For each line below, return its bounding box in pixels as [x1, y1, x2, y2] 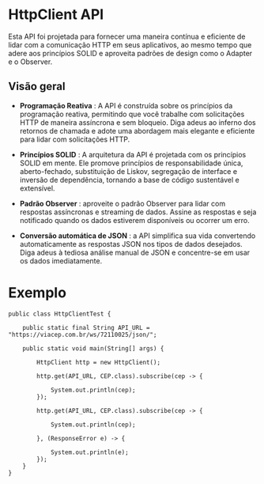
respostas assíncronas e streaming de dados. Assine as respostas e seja [19, 207, 257, 217]
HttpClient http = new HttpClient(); [36, 358, 160, 366]
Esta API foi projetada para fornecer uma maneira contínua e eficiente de [8, 32, 246, 41]
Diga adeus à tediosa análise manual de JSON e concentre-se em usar [19, 248, 251, 257]
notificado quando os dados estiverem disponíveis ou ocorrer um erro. [19, 215, 251, 225]
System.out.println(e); [50, 448, 129, 456]
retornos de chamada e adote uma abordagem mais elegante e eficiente [19, 126, 255, 135]
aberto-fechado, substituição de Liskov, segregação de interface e [19, 166, 238, 176]
